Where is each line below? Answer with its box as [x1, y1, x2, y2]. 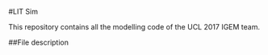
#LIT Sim [8, 7, 39, 16]
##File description [8, 37, 69, 47]
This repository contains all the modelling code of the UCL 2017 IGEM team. [8, 22, 261, 31]
